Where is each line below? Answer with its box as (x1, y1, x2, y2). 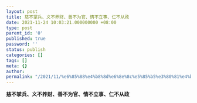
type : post (6, 25, 33, 31)
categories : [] (6, 52, 43, 58)
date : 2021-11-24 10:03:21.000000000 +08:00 (6, 19, 117, 25)
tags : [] (6, 57, 28, 63)
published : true (6, 36, 46, 42)
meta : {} (6, 63, 28, 69)
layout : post (6, 8, 38, 15)
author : (6, 68, 25, 74)
